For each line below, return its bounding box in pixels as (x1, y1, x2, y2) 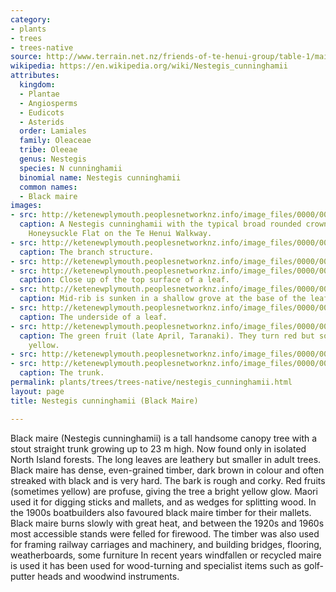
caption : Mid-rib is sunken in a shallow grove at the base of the (19, 294, 307, 304)
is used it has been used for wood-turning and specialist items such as (10, 559, 302, 571)
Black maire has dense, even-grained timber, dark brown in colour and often (10, 464, 325, 476)
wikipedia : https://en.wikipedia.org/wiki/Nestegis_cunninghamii (10, 61, 288, 71)
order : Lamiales (19, 126, 87, 136)
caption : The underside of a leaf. (19, 312, 168, 322)
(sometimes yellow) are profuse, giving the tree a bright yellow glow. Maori (10, 485, 318, 497)
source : (10, 52, 43, 62)
